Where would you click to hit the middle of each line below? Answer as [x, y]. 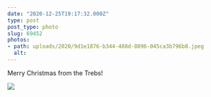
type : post [23, 20]
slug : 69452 [25, 33]
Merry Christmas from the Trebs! [55, 73]
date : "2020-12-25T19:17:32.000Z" [58, 14]
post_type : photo [33, 27]
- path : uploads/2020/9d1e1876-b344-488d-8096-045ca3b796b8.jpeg [105, 46]
